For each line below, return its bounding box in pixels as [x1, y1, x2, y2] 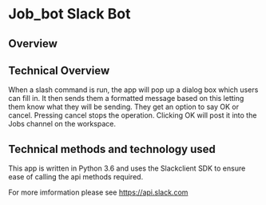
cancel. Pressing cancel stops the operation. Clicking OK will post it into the [8, 111, 257, 120]
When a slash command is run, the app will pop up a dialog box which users [8, 85, 259, 94]
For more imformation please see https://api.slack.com [8, 187, 189, 197]
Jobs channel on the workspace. [8, 119, 116, 129]
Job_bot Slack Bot [8, 5, 131, 23]
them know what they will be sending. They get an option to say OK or [8, 102, 240, 112]
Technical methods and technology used [8, 142, 216, 156]
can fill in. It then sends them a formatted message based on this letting [8, 94, 244, 103]
